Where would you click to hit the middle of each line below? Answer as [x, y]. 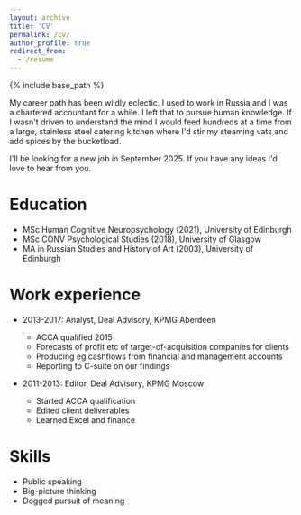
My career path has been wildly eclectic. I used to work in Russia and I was [149, 103]
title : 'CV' [32, 26]
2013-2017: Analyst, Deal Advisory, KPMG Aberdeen [119, 319]
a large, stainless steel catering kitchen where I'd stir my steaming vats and [149, 131]
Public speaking [52, 481]
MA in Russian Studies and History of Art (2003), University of [138, 248]
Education [48, 205]
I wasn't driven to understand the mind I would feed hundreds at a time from [151, 122]
